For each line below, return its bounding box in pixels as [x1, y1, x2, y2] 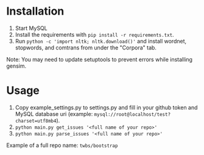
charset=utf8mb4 [15, 118, 57, 124]
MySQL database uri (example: [15, 110, 93, 117]
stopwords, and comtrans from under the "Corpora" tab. [15, 44, 157, 51]
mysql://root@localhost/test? [94, 111, 171, 117]
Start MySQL [15, 24, 47, 32]
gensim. [6, 62, 27, 70]
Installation [6, 4, 65, 18]
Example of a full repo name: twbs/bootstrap [6, 142, 118, 149]
